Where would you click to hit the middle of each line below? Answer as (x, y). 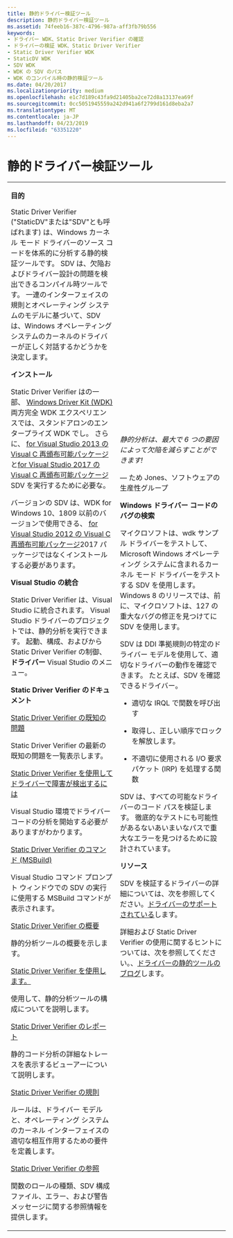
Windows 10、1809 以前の (55, 513)
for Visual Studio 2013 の (67, 444)
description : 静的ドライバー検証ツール (58, 20)
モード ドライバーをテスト (178, 575)
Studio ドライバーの (43, 621)
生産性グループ (144, 488)
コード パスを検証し (173, 807)
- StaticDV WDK (29, 59)
